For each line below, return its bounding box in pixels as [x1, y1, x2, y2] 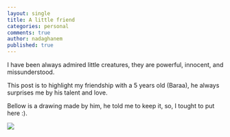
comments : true [7, 29, 51, 36]
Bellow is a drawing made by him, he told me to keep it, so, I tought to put [7, 102, 215, 110]
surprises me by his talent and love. [7, 88, 108, 97]
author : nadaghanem [7, 36, 63, 42]
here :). [7, 109, 27, 117]
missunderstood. [7, 68, 55, 76]
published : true [7, 42, 54, 49]
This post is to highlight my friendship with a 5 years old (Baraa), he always [7, 82, 220, 89]
